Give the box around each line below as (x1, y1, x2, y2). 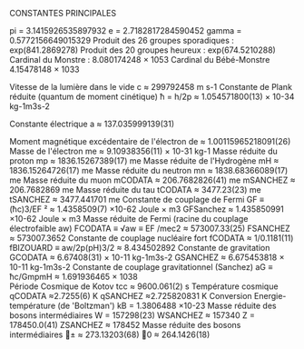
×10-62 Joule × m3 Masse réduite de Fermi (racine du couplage (9, 214, 249, 224)
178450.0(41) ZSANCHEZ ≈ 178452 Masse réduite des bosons (9, 320, 241, 330)
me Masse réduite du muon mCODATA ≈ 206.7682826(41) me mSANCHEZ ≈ (9, 174, 296, 185)
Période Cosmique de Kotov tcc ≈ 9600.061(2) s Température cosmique (9, 281, 279, 292)
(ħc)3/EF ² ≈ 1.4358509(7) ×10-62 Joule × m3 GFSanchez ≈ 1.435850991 (9, 204, 284, 214)
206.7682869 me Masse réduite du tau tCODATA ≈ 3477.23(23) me (9, 184, 261, 194)
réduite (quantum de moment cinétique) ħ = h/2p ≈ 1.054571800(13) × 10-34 (9, 91, 295, 102)
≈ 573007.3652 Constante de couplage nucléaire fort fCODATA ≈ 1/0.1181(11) (9, 233, 294, 244)
